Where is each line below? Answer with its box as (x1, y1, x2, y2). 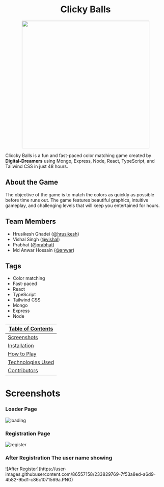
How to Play (8, 350, 37, 357)
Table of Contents (8, 325, 53, 332)
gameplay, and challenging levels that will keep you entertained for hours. (5, 202, 160, 209)
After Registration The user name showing (5, 454, 113, 462)
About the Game (5, 178, 59, 187)
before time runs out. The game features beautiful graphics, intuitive (5, 197, 149, 203)
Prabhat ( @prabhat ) (12, 241, 54, 248)
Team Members (5, 217, 56, 226)
